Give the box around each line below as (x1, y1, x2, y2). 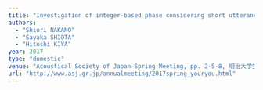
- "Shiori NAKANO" (15, 26, 76, 34)
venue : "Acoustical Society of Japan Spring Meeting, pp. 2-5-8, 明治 (8, 63, 241, 70)
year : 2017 (8, 48, 44, 56)
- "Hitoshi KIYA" (15, 41, 72, 49)
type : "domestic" (8, 56, 65, 63)
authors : (8, 19, 37, 27)
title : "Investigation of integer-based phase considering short (8, 11, 225, 20)
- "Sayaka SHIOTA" (15, 33, 76, 41)
